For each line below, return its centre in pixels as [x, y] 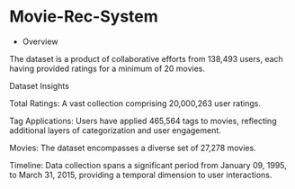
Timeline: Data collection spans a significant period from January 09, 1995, [148, 165]
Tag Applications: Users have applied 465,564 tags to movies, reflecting [143, 121]
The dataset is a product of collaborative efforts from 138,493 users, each [146, 58]
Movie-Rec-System [84, 17]
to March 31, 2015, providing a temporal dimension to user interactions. [141, 175]
